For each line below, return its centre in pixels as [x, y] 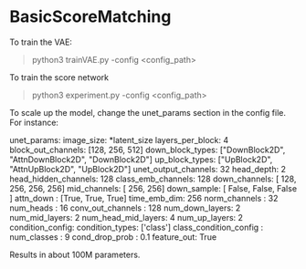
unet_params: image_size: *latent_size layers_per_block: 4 [119, 140]
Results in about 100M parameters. [75, 254]
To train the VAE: [41, 42]
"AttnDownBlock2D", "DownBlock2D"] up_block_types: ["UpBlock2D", [141, 159]
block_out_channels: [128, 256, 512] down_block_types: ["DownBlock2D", [148, 150]
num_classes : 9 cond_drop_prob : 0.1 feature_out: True [113, 237]
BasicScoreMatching [90, 17]
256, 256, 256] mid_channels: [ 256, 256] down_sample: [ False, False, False [153, 188]
